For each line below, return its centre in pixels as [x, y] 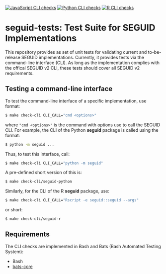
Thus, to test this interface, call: [38, 154]
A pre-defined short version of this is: [43, 173]
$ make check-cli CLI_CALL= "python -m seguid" [54, 163]
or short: [14, 210]
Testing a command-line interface [59, 89]
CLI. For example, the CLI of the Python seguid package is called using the [82, 130]
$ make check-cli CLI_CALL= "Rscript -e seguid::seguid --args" [72, 200]
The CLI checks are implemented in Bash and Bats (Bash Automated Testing [83, 246]
